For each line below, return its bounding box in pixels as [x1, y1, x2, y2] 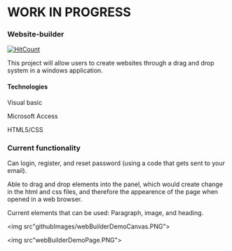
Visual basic [7, 98, 43, 106]
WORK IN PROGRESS [7, 4, 132, 20]
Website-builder [7, 30, 64, 39]
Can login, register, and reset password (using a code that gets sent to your [7, 159, 226, 167]
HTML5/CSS [7, 125, 43, 134]
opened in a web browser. [7, 195, 83, 203]
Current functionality [7, 143, 81, 153]
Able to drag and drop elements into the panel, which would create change [7, 180, 223, 188]
